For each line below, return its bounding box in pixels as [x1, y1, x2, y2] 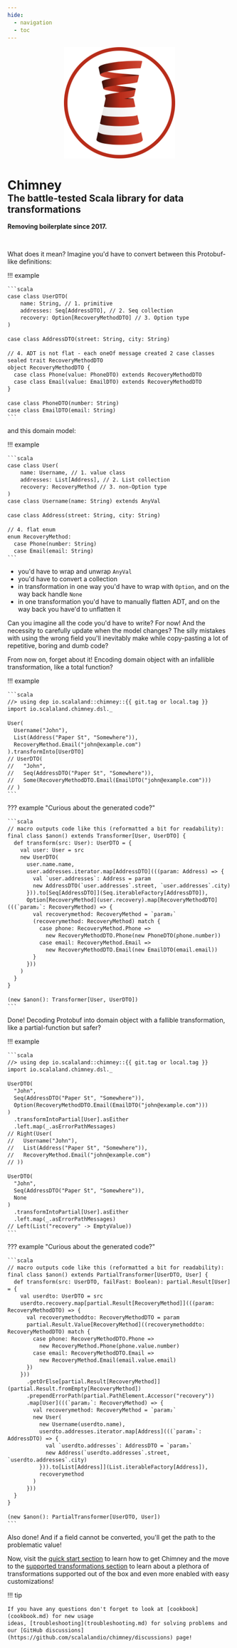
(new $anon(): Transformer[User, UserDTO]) [7, 996, 139, 1003]
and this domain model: [7, 426, 76, 434]
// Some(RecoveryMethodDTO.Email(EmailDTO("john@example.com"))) [7, 776, 212, 783]
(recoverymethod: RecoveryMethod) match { [33, 917, 161, 925]
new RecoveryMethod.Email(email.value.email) [38, 1357, 177, 1364]
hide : [7, 11, 23, 19]
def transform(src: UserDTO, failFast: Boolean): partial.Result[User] [14, 1278, 231, 1285]
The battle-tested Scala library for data [7, 192, 184, 204]
